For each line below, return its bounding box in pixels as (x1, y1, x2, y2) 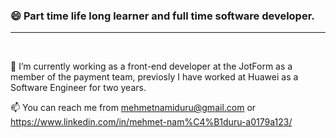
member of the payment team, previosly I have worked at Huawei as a (10, 71, 299, 83)
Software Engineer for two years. (10, 82, 147, 94)
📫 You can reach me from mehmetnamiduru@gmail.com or (10, 102, 257, 114)
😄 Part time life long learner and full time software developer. (10, 9, 315, 23)
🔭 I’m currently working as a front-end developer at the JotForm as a (10, 60, 293, 73)
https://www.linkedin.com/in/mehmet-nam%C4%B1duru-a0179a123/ (10, 116, 293, 128)
